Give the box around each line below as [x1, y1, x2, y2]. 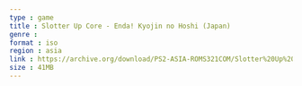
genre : [9, 30, 39, 39]
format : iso [9, 38, 58, 47]
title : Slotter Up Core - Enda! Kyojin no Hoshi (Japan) [9, 21, 231, 30]
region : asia [9, 47, 63, 56]
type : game [9, 13, 54, 22]
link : [9, 55, 34, 64]
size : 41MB [9, 64, 54, 73]
